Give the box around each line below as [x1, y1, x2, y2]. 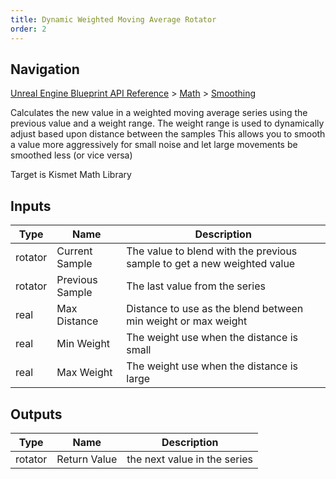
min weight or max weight [126, 314, 248, 328]
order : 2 [10, 24, 47, 34]
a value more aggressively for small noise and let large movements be [10, 139, 298, 151]
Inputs [10, 197, 52, 215]
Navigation [10, 61, 80, 78]
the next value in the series [126, 452, 254, 466]
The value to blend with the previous [126, 244, 298, 258]
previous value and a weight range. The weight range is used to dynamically [10, 117, 325, 130]
